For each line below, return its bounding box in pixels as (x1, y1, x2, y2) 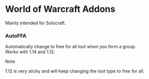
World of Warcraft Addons (5, 3, 116, 15)
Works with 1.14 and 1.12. (5, 49, 56, 55)
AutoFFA (5, 32, 27, 39)
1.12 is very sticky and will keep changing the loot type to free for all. (5, 68, 145, 74)
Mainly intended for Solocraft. (5, 20, 66, 26)
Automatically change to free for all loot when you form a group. (5, 44, 137, 50)
